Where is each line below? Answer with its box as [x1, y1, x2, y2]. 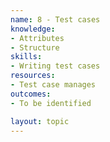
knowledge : [10, 24, 56, 34]
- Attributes [10, 33, 65, 43]
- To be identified [10, 98, 92, 108]
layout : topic [10, 116, 70, 126]
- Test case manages [10, 80, 97, 90]
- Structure [10, 42, 60, 53]
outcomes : [10, 89, 52, 99]
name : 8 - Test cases [10, 14, 101, 25]
